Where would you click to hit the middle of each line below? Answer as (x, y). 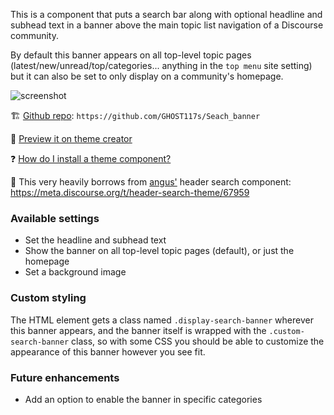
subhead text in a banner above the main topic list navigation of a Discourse (167, 25)
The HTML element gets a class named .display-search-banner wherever (162, 320)
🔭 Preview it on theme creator (71, 138)
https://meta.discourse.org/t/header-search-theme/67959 (130, 192)
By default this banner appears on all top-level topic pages (131, 55)
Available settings (55, 218)
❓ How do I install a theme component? (91, 158)
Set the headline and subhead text (95, 240)
